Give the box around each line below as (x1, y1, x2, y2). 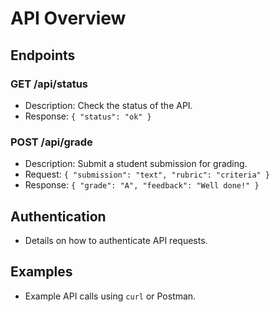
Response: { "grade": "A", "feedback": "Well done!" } (24, 179, 260, 191)
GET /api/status (10, 77, 89, 91)
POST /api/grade (10, 135, 93, 149)
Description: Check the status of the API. (24, 99, 193, 111)
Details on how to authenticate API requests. (24, 234, 208, 246)
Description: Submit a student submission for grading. (24, 158, 248, 170)
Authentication (10, 208, 107, 225)
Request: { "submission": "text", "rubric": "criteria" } (24, 168, 271, 181)
